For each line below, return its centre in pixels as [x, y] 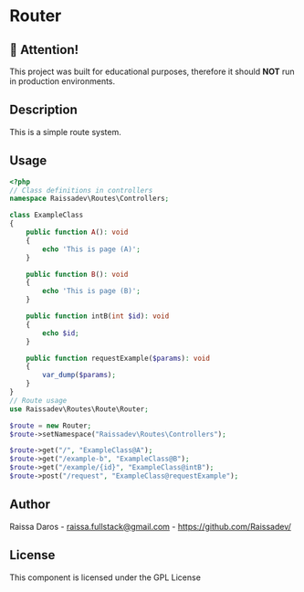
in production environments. [63, 81]
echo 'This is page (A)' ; [92, 249]
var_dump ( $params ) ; [79, 375]
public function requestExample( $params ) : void [118, 358]
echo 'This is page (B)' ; [92, 291]
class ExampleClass [47, 216]
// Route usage [38, 400]
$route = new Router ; [51, 426]
